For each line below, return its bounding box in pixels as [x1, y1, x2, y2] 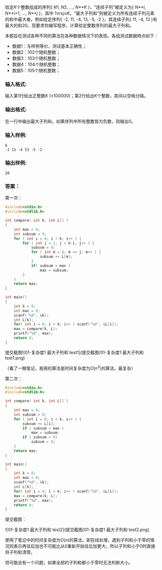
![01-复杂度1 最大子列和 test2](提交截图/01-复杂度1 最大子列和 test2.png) [5, 527, 150, 532]
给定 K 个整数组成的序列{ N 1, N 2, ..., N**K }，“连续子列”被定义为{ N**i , [5, 4, 146, 10]
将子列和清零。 [5, 550, 35, 555]
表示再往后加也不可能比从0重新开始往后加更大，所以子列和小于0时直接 [13, 543, 156, 549]
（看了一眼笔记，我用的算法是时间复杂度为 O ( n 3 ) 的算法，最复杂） [5, 364, 136, 371]
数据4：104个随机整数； [12, 61, 61, 67]
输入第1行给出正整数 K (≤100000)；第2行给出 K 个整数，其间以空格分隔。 [5, 93, 148, 99]
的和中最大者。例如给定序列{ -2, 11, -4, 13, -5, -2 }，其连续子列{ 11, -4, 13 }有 [5, 17, 157, 22]
